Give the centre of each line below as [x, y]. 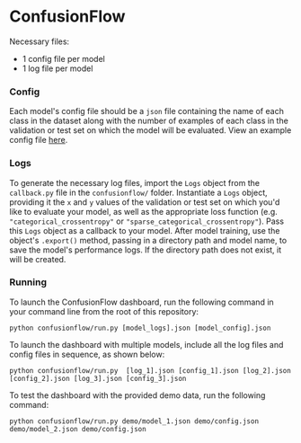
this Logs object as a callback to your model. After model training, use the [145, 230]
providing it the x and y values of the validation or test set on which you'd [145, 202]
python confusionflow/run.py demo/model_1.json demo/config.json [134, 421]
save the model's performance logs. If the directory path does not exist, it [146, 250]
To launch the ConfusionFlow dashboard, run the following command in [142, 302]
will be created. [38, 259]
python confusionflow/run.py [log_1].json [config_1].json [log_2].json [150, 370]
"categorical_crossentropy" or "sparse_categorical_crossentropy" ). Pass [147, 221]
